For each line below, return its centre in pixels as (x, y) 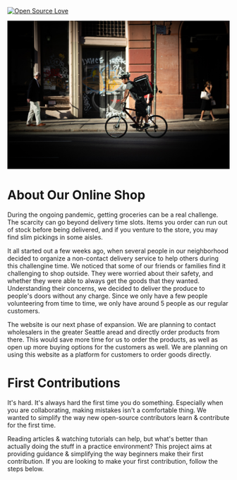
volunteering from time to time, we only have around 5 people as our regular (118, 303)
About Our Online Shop (77, 195)
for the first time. (32, 425)
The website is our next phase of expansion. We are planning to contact (112, 324)
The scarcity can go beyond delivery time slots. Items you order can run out (117, 222)
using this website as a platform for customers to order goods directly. (109, 354)
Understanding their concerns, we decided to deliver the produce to (106, 288)
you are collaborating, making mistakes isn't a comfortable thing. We (107, 410)
